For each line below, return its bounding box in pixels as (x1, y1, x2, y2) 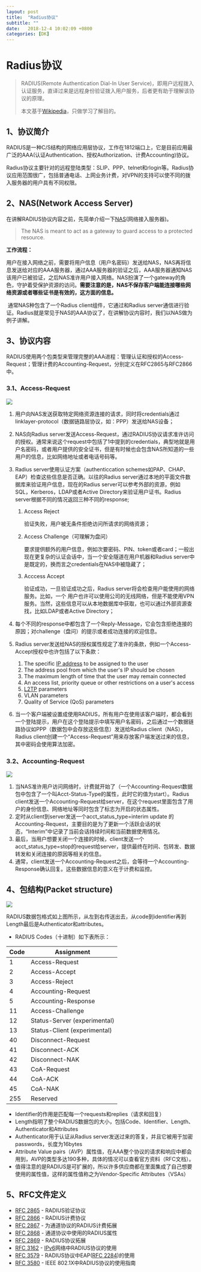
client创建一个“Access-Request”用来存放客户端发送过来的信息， (33, 733, 193, 740)
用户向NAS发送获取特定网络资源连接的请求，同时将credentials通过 (14, 410, 180, 417)
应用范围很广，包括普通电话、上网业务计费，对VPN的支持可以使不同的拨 (11, 172, 191, 179)
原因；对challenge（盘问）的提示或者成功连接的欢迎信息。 (14, 627, 160, 635)
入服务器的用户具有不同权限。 (6, 179, 80, 186)
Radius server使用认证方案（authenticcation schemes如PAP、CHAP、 (14, 465, 189, 473)
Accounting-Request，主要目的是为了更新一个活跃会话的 (14, 820, 156, 828)
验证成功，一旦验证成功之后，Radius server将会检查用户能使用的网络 (23, 585, 195, 592)
